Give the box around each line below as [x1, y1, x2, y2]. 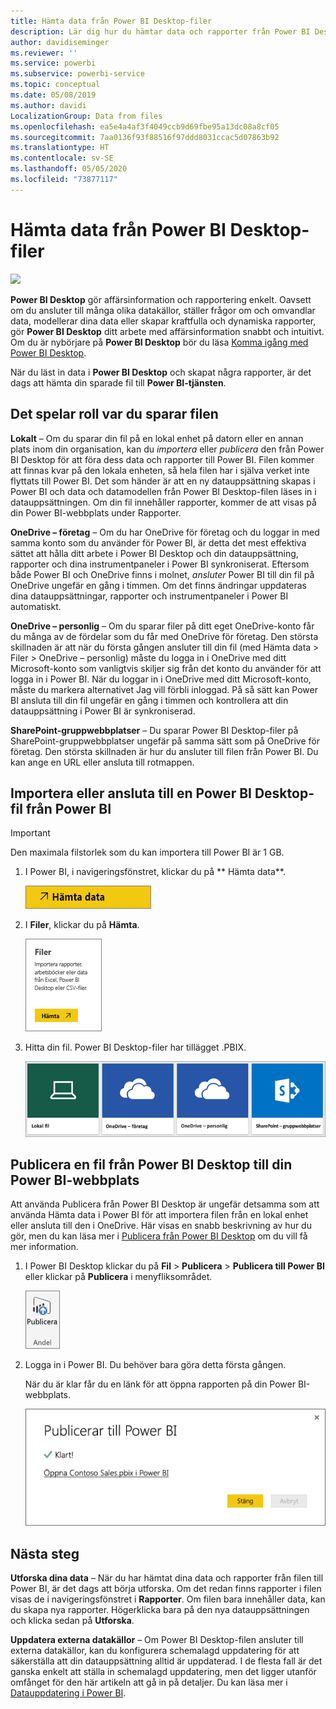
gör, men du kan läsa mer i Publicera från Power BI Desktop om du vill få [10, 1230, 308, 1242]
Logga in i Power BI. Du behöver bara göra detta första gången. [24, 1359, 287, 1371]
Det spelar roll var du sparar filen [10, 406, 219, 423]
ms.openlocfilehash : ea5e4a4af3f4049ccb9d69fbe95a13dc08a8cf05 [10, 121, 280, 132]
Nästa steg [10, 1545, 80, 1562]
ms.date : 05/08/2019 [10, 90, 97, 100]
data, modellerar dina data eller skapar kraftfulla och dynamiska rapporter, [10, 315, 317, 327]
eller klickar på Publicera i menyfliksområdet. [24, 1271, 213, 1283]
